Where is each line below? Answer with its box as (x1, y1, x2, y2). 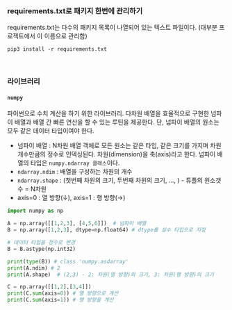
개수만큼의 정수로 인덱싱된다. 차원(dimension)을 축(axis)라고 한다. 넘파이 (17, 150, 216, 158)
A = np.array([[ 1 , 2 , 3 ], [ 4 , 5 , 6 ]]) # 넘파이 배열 (7, 220, 147, 227)
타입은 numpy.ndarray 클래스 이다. (30, 158, 120, 168)
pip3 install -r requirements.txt (7, 46, 108, 53)
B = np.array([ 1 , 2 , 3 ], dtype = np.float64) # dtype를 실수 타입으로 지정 (7, 227, 206, 234)
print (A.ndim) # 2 (7, 264, 60, 272)
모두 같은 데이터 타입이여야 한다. (7, 127, 95, 135)
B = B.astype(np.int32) (7, 245, 76, 252)
